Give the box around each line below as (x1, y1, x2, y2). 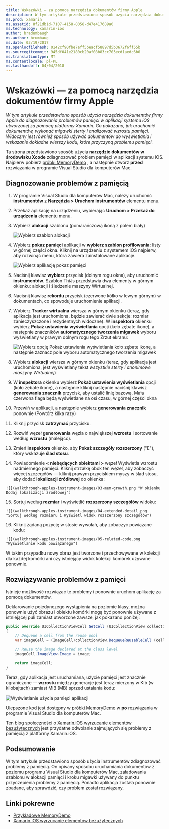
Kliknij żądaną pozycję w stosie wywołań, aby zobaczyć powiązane (13, 521, 152, 527)
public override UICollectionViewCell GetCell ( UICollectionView (6, 624, 145, 629)
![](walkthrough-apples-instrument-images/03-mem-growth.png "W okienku (6, 485, 161, 491)
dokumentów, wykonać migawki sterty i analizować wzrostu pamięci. (6, 128, 150, 134)
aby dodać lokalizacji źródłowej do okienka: (13, 476, 105, 482)
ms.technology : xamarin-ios (6, 26, 65, 31)
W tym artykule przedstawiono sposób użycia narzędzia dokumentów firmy (6, 112, 163, 118)
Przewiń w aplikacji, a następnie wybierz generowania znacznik (13, 405, 146, 411)
